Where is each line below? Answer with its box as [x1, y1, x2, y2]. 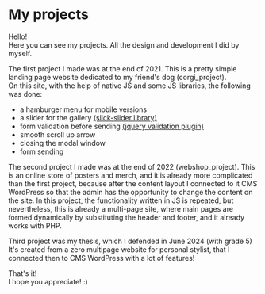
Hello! [8, 32, 28, 41]
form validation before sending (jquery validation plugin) [19, 121, 204, 131]
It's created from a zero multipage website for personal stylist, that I [8, 244, 230, 254]
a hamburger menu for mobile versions [19, 105, 148, 114]
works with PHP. [8, 220, 62, 231]
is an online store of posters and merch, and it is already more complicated [8, 170, 253, 180]
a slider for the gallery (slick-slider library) [19, 113, 157, 122]
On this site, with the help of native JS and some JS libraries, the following [8, 81, 252, 90]
